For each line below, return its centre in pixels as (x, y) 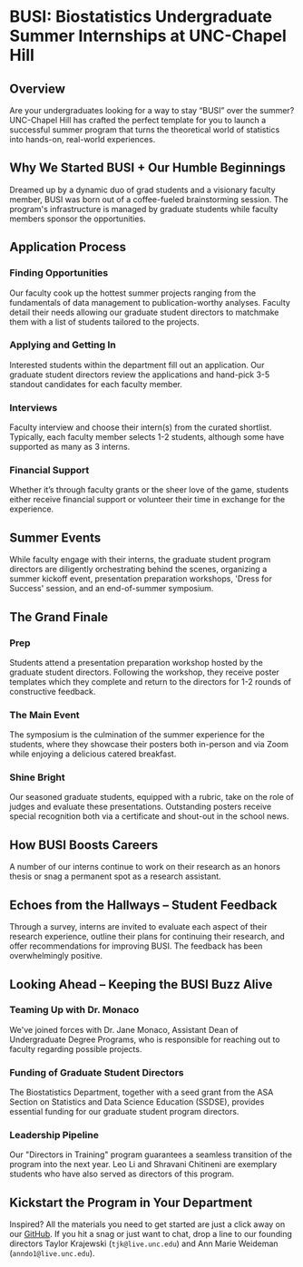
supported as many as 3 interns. (70, 447)
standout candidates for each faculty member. (96, 384)
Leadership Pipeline (54, 1135)
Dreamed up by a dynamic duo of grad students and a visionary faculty (142, 190)
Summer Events (55, 537)
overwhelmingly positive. (56, 956)
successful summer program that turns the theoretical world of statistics (145, 130)
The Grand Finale (59, 617)
